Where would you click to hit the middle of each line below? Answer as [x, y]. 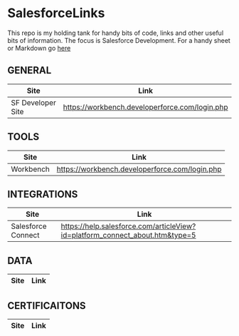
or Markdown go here [39, 48]
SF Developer [34, 103]
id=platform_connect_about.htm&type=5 [128, 235]
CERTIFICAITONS [47, 306]
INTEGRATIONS [43, 194]
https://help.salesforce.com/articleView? [128, 226]
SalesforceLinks [56, 13]
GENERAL [30, 70]
